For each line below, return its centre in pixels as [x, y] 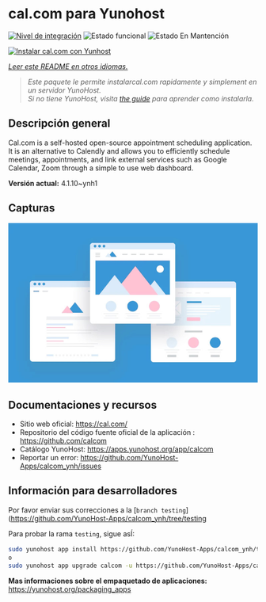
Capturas [32, 208]
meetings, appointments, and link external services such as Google [118, 159]
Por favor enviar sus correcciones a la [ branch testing [97, 510]
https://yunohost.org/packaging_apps [70, 589]
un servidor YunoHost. [64, 90]
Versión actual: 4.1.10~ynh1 [53, 183]
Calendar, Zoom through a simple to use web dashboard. [101, 168]
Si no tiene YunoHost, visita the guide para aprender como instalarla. [141, 98]
